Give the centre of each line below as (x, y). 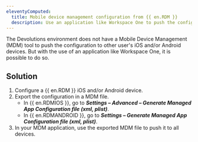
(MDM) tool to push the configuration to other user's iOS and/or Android (94, 45)
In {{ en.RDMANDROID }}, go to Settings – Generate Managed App (105, 116)
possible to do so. (28, 58)
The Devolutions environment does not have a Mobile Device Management (97, 39)
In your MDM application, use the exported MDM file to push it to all (97, 128)
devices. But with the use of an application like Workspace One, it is (88, 52)
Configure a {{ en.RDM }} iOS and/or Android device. (79, 90)
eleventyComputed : (29, 11)
